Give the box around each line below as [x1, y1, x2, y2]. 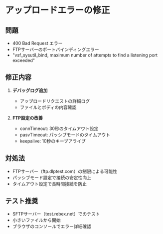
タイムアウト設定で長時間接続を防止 [12, 180, 87, 186]
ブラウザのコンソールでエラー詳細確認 [12, 223, 91, 229]
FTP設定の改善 [12, 114, 43, 120]
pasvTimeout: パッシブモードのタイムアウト [19, 131, 111, 137]
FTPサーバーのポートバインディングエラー [12, 46, 99, 52]
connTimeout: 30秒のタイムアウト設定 [19, 125, 99, 131]
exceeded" [12, 57, 35, 63]
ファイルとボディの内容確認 [19, 104, 77, 110]
